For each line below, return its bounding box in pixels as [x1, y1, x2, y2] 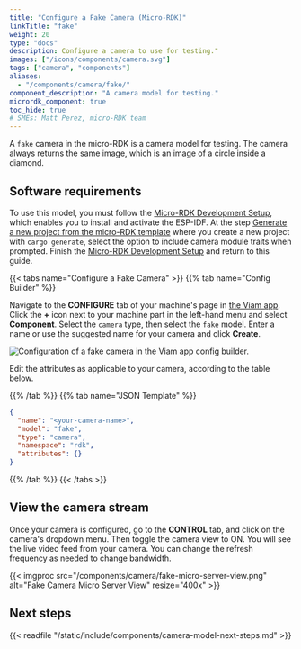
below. [9, 373, 34, 383]
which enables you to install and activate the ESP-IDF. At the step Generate [9, 217, 288, 228]
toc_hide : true [9, 105, 66, 114]
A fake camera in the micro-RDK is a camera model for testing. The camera [9, 139, 288, 149]
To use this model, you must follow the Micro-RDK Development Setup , [9, 207, 272, 218]
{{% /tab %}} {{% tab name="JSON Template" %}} [9, 390, 197, 401]
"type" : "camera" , [17, 433, 87, 442]
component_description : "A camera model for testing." [9, 88, 219, 97]
